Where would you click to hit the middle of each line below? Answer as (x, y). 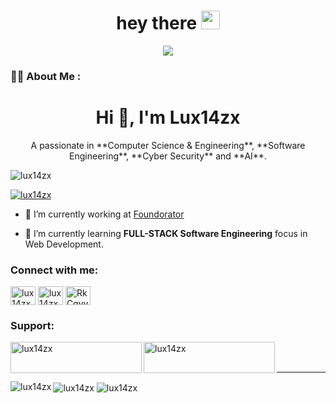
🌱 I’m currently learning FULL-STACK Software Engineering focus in (166, 233)
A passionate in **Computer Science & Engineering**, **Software (168, 145)
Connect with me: (54, 270)
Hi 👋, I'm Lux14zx (168, 117)
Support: (32, 326)
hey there (157, 23)
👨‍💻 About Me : (46, 76)
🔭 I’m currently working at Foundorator (104, 214)
